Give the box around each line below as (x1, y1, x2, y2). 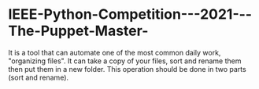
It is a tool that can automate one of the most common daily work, (8, 48, 221, 57)
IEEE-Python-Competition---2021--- (8, 5, 253, 23)
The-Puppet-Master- (8, 22, 149, 40)
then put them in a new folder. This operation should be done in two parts (8, 64, 246, 73)
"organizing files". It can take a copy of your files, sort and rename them (8, 56, 242, 66)
